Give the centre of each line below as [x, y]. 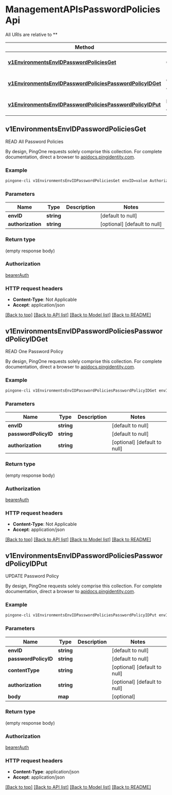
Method [85, 47]
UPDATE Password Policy [32, 576]
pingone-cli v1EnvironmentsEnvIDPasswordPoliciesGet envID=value [76, 181]
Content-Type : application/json [46, 772]
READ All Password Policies [35, 141]
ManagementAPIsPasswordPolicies [83, 9]
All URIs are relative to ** [31, 34]
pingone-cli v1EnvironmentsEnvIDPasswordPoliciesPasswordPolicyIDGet [81, 391]
